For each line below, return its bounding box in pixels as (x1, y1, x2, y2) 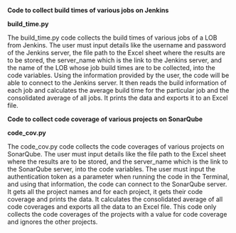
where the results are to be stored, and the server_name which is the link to (7, 157, 229, 166)
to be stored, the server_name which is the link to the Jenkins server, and (7, 56, 222, 64)
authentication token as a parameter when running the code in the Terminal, (7, 173, 230, 181)
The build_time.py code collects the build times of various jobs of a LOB (7, 33, 218, 42)
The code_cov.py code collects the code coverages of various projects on (7, 142, 225, 151)
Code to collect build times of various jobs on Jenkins (7, 6, 169, 14)
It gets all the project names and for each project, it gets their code (7, 188, 203, 195)
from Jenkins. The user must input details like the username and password (7, 41, 226, 49)
